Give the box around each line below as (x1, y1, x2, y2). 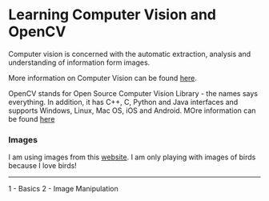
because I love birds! (8, 161, 78, 171)
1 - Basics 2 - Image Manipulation (8, 184, 118, 194)
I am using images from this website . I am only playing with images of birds (8, 152, 256, 162)
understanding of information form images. (8, 58, 151, 67)
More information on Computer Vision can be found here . (8, 73, 198, 82)
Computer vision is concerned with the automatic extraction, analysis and (8, 49, 251, 58)
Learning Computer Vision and (8, 6, 216, 24)
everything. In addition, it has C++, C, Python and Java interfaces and (8, 97, 239, 107)
